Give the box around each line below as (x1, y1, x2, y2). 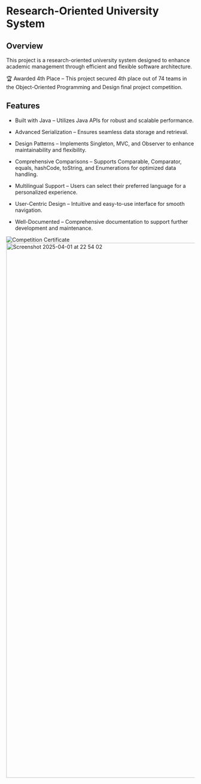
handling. (14, 171, 38, 178)
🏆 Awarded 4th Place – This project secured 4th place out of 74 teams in (6, 75, 187, 82)
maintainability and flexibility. (14, 146, 87, 153)
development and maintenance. (14, 224, 93, 232)
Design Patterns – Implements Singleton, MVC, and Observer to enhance (14, 139, 194, 147)
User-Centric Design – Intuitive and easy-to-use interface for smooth (14, 200, 185, 207)
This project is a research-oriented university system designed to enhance (6, 57, 190, 63)
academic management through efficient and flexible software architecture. (6, 63, 193, 70)
